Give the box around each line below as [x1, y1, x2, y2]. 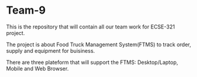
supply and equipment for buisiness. [6, 47, 95, 54]
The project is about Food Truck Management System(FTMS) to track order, [6, 41, 191, 48]
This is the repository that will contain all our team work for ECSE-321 [6, 23, 175, 30]
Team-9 [6, 4, 46, 17]
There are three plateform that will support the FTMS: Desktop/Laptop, [6, 59, 179, 66]
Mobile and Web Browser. [6, 65, 69, 72]
